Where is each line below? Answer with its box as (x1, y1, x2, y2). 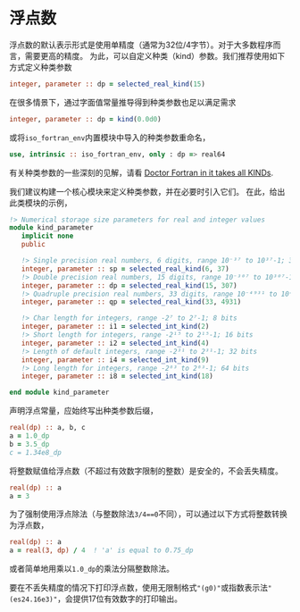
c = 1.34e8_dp (9, 448, 62, 457)
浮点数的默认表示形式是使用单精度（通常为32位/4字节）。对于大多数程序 (9, 39, 274, 50)
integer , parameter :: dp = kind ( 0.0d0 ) (9, 114, 162, 123)
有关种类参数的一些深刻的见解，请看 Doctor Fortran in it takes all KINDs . (9, 167, 274, 178)
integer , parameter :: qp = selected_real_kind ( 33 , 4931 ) (21, 298, 242, 306)
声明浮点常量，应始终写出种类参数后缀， (9, 406, 158, 416)
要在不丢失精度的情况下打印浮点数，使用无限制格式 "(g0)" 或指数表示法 (9, 583, 268, 593)
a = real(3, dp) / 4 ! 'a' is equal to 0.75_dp (9, 546, 194, 555)
